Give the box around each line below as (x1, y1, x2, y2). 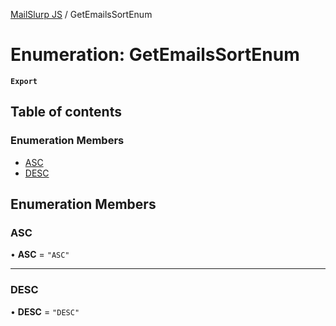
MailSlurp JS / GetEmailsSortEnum (10, 9, 153, 20)
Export (10, 76, 38, 86)
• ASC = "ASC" (10, 249, 70, 261)
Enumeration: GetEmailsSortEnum (10, 44, 300, 66)
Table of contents (10, 104, 122, 121)
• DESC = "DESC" (10, 305, 80, 318)
